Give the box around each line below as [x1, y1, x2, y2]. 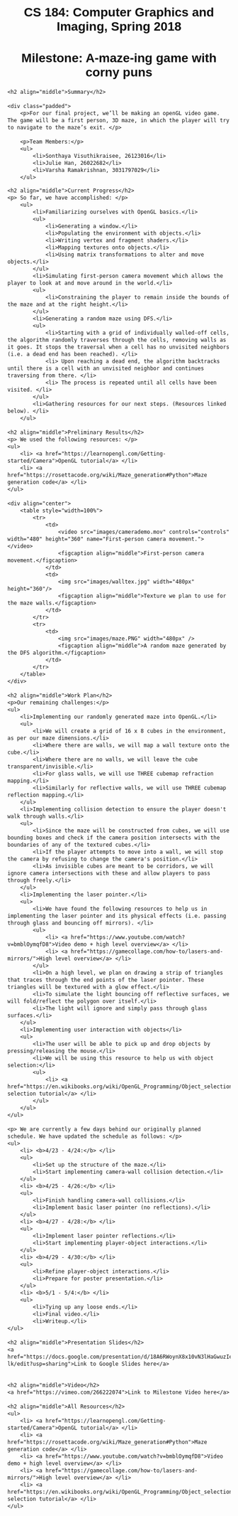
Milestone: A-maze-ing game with [21, 50, 217, 65]
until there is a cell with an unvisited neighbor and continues [7, 365, 204, 373]
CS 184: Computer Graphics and [23, 5, 215, 20]
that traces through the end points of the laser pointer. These [7, 976, 204, 984]
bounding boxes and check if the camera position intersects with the [7, 834, 220, 842]
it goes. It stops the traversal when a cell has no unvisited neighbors [7, 343, 230, 351]
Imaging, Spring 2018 [56, 19, 182, 34]
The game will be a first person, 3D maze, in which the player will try [7, 117, 230, 124]
